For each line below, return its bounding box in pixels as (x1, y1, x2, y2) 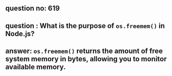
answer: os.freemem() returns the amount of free (5, 47, 163, 56)
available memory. (5, 63, 66, 71)
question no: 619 (5, 4, 60, 13)
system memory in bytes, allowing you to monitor (5, 55, 167, 63)
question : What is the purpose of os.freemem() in (5, 21, 165, 30)
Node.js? (5, 29, 35, 38)
